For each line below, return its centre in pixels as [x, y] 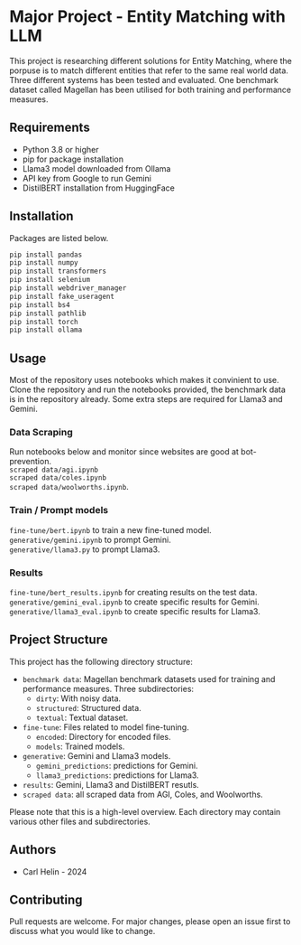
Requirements [50, 128]
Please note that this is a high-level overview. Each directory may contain [145, 811]
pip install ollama [46, 330]
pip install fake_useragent [62, 296]
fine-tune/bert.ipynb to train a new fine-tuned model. [110, 529]
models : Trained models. [80, 746]
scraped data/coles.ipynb [58, 478]
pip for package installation [73, 159]
